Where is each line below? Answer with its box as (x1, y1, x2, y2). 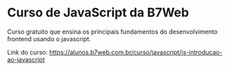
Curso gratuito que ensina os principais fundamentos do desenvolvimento (7, 27, 218, 36)
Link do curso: (7, 48, 48, 56)
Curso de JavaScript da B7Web (7, 5, 189, 21)
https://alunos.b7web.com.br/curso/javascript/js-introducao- (49, 48, 223, 56)
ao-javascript (7, 55, 45, 63)
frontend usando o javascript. (7, 34, 91, 43)
